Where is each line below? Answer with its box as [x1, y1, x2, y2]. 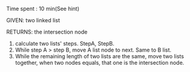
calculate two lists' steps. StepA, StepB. [15, 40, 115, 47]
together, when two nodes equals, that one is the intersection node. [15, 59, 185, 66]
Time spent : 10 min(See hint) [6, 5, 80, 12]
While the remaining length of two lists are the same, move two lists [15, 53, 184, 59]
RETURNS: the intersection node [6, 28, 88, 35]
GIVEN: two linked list [6, 17, 60, 23]
